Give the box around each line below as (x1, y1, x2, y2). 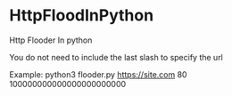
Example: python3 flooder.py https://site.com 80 (9, 68, 187, 80)
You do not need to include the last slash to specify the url (9, 52, 223, 62)
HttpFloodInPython (9, 5, 154, 26)
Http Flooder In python (9, 35, 93, 45)
